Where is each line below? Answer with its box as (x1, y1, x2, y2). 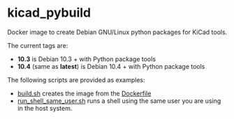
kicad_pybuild (7, 5, 92, 21)
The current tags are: (7, 41, 68, 49)
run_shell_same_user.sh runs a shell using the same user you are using (17, 96, 221, 105)
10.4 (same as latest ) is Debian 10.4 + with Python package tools (17, 62, 205, 70)
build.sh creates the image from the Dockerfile (17, 89, 152, 97)
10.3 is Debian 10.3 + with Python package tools (17, 54, 156, 63)
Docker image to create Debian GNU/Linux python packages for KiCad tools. (7, 28, 228, 36)
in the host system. (17, 104, 73, 112)
